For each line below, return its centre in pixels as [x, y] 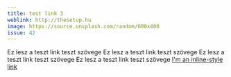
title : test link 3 [35, 13]
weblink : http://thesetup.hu [49, 20]
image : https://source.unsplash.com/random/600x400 [83, 26]
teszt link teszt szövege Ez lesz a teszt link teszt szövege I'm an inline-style [115, 60]
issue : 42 [22, 33]
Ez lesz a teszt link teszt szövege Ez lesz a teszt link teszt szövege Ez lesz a [116, 52]
